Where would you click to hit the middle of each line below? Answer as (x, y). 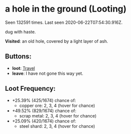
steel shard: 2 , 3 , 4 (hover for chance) (57, 126)
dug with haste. (21, 32)
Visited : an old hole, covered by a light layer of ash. (57, 41)
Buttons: (18, 57)
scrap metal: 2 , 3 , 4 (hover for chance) (58, 116)
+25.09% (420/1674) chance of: (44, 121)
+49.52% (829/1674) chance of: (44, 111)
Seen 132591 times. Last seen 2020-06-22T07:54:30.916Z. (64, 22)
